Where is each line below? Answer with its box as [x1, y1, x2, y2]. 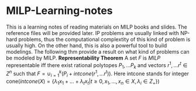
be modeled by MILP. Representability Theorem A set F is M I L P [6, 54, 161, 61]
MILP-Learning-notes [6, 4, 113, 17]
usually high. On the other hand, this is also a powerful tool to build [6, 42, 167, 49]
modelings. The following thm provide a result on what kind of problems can [6, 48, 190, 55]
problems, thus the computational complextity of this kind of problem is [18, 36, 191, 43]
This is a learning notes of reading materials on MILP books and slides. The [6, 23, 187, 30]
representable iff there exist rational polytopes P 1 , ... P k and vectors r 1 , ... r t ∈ [6, 60, 188, 70]
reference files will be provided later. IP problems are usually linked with [6, 29, 180, 36]
